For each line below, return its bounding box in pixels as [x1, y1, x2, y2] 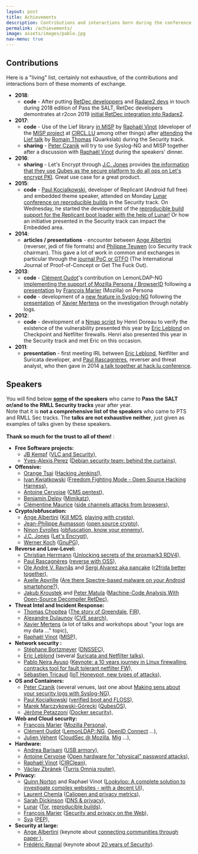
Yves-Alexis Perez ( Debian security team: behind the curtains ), [23, 457, 177, 464]
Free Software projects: [14, 444, 74, 451]
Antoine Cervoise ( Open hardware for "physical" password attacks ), [23, 753, 190, 760]
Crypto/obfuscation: [14, 507, 67, 514]
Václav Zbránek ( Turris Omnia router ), [23, 765, 116, 772]
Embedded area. [23, 223, 64, 231]
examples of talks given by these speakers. [6, 420, 112, 427]
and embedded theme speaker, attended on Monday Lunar [23, 192, 167, 199]
